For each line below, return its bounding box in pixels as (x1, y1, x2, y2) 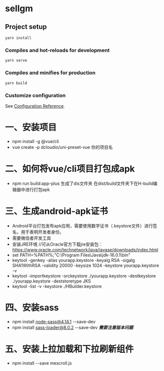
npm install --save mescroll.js (12, 360, 72, 366)
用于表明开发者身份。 (21, 229, 64, 235)
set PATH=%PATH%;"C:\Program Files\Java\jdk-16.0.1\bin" (12, 252, 131, 258)
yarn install (5, 35, 32, 40)
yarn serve (5, 58, 27, 63)
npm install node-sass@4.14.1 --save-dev (12, 318, 96, 324)
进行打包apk (25, 186, 50, 192)
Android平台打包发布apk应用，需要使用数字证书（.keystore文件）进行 (12, 223, 153, 228)
